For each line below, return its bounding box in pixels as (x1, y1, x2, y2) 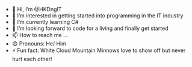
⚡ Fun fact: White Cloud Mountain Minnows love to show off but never (11, 47, 186, 54)
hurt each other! (11, 56, 52, 62)
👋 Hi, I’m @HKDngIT (11, 6, 62, 13)
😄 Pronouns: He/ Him (11, 40, 66, 47)
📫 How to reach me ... (11, 32, 68, 38)
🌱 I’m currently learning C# (11, 19, 79, 25)
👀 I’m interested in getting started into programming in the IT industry (11, 12, 184, 19)
